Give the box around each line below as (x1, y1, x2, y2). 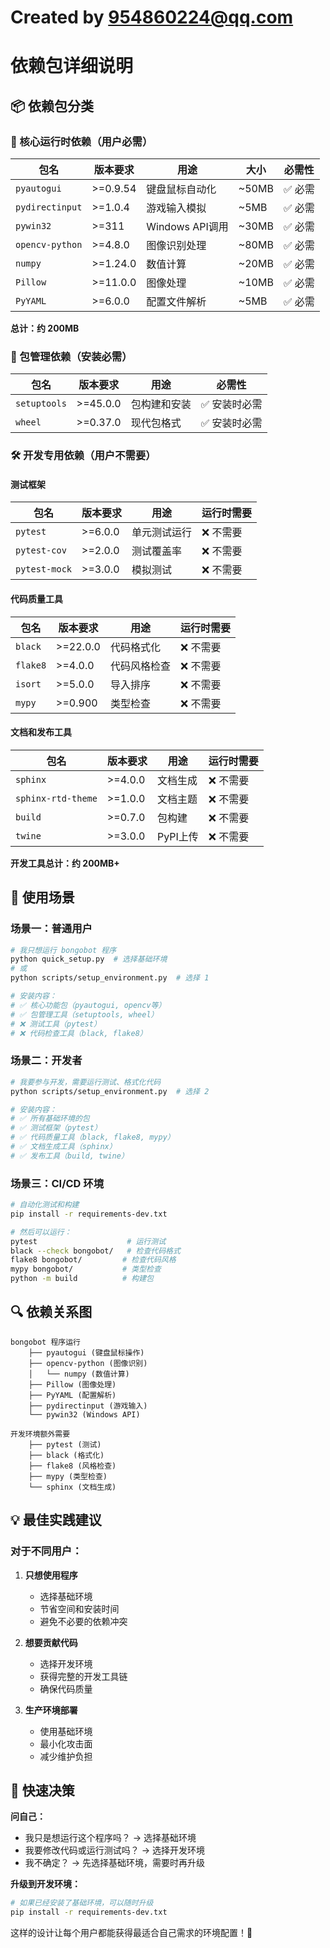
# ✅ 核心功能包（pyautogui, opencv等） (10, 1000, 167, 1010)
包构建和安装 (130, 397, 192, 411)
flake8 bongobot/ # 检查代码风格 (10, 1255, 177, 1265)
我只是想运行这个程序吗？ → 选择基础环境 (24, 1832, 197, 1844)
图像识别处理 (146, 239, 207, 253)
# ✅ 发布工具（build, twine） (10, 1151, 129, 1161)
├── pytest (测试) (28, 1439, 102, 1450)
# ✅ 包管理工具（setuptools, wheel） (10, 1009, 159, 1020)
